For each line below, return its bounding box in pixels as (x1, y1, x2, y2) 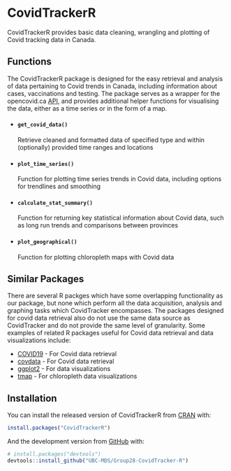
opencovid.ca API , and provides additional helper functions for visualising (7, 97, 219, 105)
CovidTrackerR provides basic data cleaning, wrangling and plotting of (7, 28, 210, 36)
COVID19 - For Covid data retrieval (17, 350, 117, 358)
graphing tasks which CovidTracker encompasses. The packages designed (7, 307, 224, 315)
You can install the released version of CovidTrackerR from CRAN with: (7, 411, 211, 419)
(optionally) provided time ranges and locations (17, 143, 154, 151)
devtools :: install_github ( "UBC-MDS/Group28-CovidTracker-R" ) (7, 457, 189, 464)
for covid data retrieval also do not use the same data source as (7, 314, 191, 323)
